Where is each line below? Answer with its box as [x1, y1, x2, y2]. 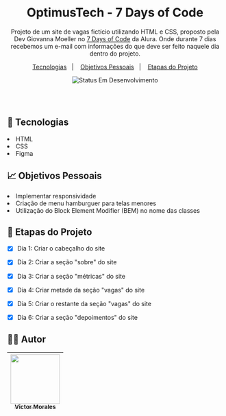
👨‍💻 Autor [7, 334, 47, 345]
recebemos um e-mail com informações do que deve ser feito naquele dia [10, 42, 220, 50]
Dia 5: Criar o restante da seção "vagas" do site [16, 299, 152, 308]
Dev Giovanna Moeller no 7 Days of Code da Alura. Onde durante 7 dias [14, 34, 216, 43]
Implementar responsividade [16, 192, 97, 200]
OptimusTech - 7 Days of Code [26, 5, 204, 21]
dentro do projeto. [89, 49, 141, 58]
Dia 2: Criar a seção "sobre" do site [16, 258, 117, 266]
